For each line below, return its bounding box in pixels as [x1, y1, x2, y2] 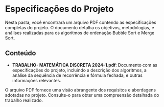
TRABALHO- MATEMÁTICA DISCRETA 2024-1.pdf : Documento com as [12, 62, 158, 68]
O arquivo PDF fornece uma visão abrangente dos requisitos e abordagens [5, 87, 156, 93]
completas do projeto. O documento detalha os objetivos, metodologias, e [5, 24, 154, 30]
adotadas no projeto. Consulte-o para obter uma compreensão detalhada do [5, 92, 159, 98]
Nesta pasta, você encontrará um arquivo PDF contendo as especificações [5, 19, 157, 25]
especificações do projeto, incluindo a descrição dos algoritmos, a [12, 67, 147, 73]
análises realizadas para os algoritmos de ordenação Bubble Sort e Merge [5, 30, 155, 36]
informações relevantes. [12, 77, 61, 83]
